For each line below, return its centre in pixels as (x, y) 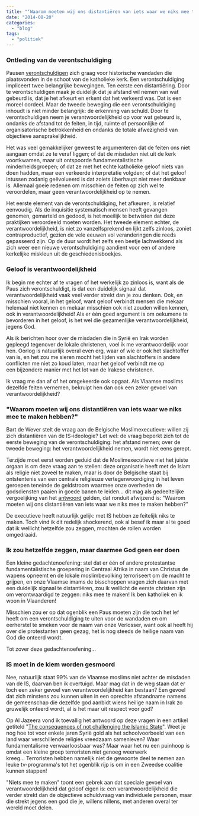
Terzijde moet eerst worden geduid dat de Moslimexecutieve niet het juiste (97, 460)
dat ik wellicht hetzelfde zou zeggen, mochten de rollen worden (84, 528)
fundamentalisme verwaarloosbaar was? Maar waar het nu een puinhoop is (98, 746)
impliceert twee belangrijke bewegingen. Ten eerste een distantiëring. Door (98, 86)
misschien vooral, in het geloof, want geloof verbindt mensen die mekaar (95, 301)
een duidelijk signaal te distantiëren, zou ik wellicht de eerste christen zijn (96, 588)
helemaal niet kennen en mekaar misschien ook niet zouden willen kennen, (97, 307)
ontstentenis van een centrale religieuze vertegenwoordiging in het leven (95, 478)
